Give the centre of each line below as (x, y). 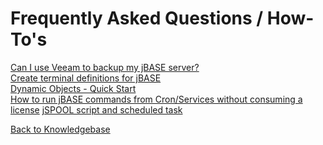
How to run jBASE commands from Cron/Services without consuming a (156, 99)
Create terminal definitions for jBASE (86, 78)
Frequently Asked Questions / (137, 18)
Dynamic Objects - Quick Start (73, 88)
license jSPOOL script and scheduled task (96, 109)
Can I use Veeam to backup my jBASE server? (105, 67)
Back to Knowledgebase (60, 129)
